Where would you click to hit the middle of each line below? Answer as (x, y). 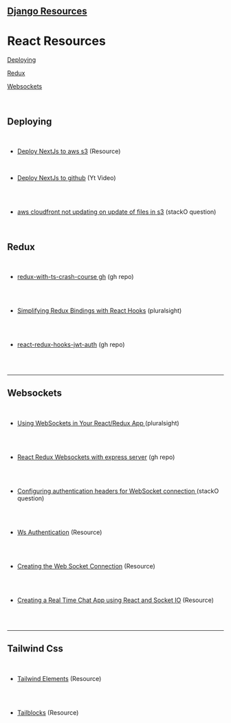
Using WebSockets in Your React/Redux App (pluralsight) (98, 423)
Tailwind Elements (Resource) (59, 678)
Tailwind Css (35, 649)
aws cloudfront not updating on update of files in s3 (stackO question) (117, 212)
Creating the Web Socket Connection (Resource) (86, 566)
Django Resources (47, 11)
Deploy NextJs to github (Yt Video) (66, 178)
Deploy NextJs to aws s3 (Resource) (69, 151)
